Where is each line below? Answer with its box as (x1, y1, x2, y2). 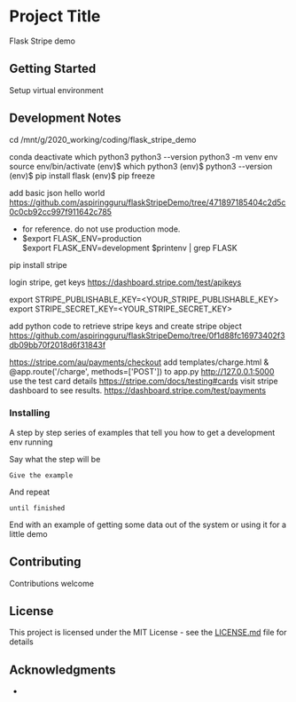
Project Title (9, 6, 101, 27)
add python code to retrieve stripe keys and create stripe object (9, 320, 242, 331)
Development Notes (9, 111, 121, 126)
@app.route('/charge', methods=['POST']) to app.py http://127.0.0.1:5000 (9, 366, 275, 376)
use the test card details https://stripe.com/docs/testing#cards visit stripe (9, 375, 278, 386)
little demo (9, 528, 48, 539)
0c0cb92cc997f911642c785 (9, 206, 113, 217)
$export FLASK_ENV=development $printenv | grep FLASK (21, 242, 238, 253)
